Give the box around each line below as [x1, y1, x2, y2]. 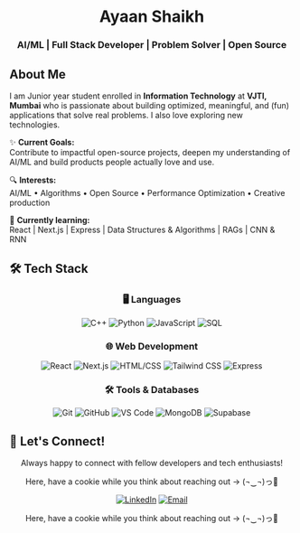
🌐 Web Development [105, 340, 199, 352]
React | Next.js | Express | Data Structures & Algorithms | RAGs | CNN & [9, 224, 276, 235]
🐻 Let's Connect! [9, 434, 106, 449]
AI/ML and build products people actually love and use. [9, 156, 215, 167]
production [9, 197, 51, 208]
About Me [9, 66, 66, 82]
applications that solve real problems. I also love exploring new [9, 109, 244, 120]
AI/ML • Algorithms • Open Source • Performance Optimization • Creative [9, 187, 286, 198]
